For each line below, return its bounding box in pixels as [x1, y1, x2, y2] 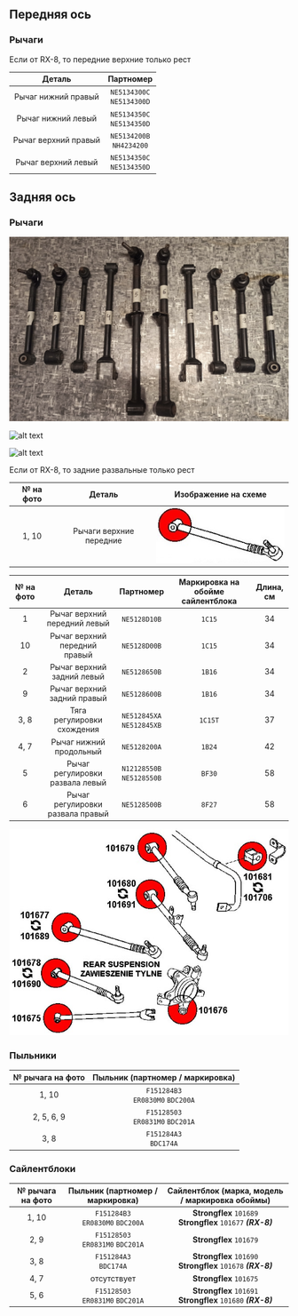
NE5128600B [121, 690, 162, 698]
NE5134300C [110, 88, 151, 97]
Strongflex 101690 [192, 1251, 259, 1262]
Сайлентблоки [9, 1162, 76, 1175]
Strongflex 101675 [192, 1272, 259, 1283]
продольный [54, 746, 102, 756]
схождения [57, 724, 99, 735]
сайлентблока [181, 595, 238, 607]
